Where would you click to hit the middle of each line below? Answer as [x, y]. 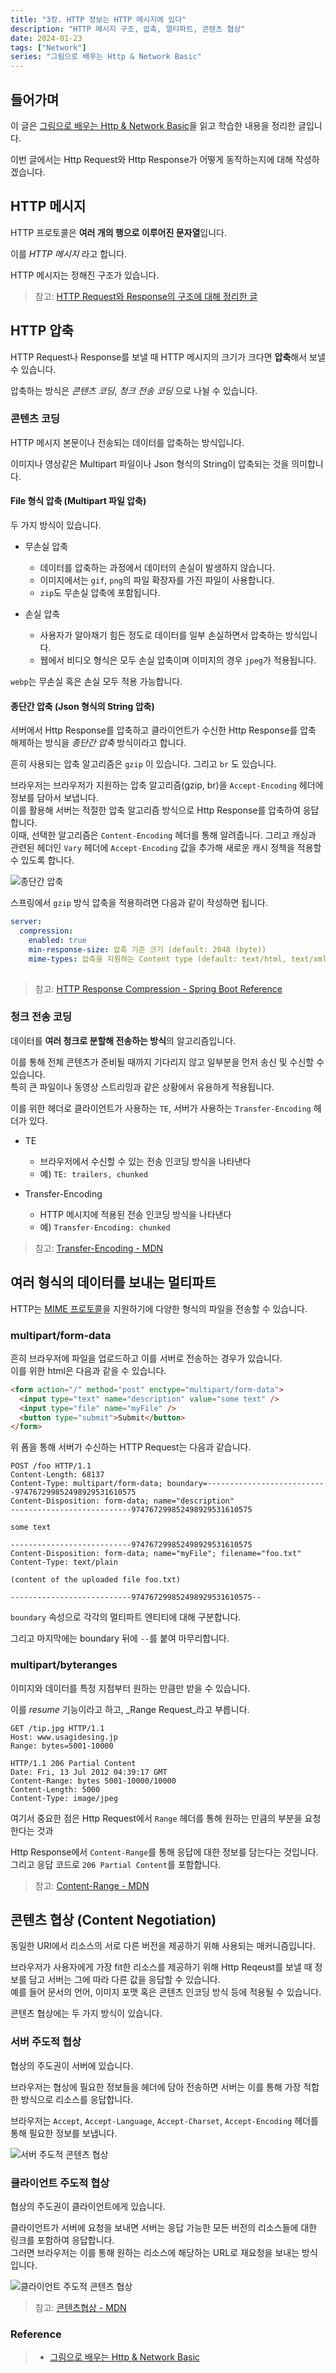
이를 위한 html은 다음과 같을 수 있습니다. [88, 1370]
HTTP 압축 [42, 331]
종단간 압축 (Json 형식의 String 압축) [82, 706]
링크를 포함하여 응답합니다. [62, 2240]
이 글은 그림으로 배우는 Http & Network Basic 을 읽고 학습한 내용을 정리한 [153, 125]
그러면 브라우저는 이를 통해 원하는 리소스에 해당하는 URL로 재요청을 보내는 [155, 2252]
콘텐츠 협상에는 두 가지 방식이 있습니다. [86, 2013]
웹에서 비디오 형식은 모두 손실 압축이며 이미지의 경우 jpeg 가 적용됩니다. [178, 660]
